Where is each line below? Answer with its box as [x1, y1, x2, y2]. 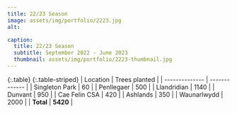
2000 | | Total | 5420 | [7, 97, 73, 106]
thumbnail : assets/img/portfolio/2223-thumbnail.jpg [13, 56, 173, 64]
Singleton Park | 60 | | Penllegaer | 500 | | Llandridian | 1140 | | [33, 83, 215, 91]
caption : [7, 36, 33, 43]
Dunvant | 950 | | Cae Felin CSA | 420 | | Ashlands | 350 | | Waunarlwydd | [7, 90, 224, 99]
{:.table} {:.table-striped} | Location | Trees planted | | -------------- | [7, 75, 209, 83]
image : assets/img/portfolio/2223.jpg [7, 17, 122, 24]
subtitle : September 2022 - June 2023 [13, 49, 129, 56]
